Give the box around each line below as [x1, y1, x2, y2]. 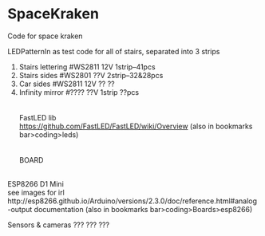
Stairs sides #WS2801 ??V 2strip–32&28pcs [18, 70, 164, 80]
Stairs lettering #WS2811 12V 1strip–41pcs [18, 61, 156, 72]
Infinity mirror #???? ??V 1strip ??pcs [18, 87, 140, 96]
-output [7, 204, 33, 214]
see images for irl [7, 187, 65, 197]
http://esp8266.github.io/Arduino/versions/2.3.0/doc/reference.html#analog [7, 196, 257, 206]
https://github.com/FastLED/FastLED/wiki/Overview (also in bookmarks [18, 121, 253, 131]
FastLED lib [18, 112, 57, 122]
